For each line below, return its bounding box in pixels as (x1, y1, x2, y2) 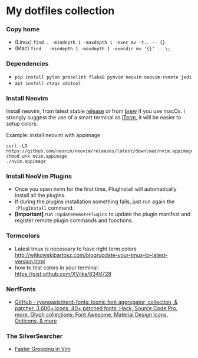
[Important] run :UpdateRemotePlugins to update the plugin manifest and (14, 211, 190, 218)
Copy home (6, 25, 40, 34)
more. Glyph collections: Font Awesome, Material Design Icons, (14, 311, 169, 318)
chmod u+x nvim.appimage (6, 154, 67, 160)
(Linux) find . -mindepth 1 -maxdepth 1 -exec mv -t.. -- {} (14, 38, 166, 45)
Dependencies (6, 60, 49, 68)
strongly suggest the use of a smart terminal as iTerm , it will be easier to (6, 114, 181, 121)
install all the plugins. (14, 192, 66, 199)
